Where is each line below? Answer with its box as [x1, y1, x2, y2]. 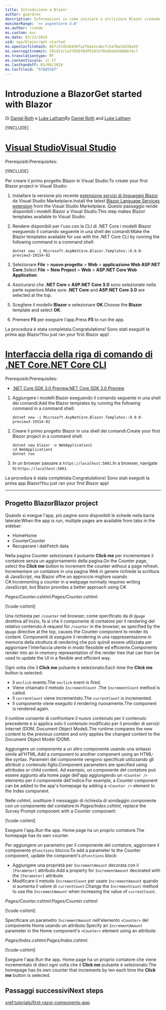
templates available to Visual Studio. [12, 213, 86, 219]
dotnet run [12, 451, 35, 456]
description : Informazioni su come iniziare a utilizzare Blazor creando [5, 16, 161, 21]
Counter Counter [12, 537, 45, 543]
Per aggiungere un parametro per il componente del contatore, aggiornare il [5, 842, 160, 848]
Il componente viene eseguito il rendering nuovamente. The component [12, 700, 157, 706]
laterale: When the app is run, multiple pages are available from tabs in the [5, 518, 156, 524]
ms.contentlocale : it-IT [5, 58, 56, 63]
